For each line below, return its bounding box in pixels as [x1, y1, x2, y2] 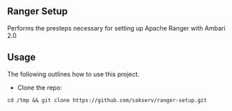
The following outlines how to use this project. [7, 69, 140, 78]
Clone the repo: [17, 83, 63, 92]
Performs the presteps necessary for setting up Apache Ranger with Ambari [7, 24, 226, 32]
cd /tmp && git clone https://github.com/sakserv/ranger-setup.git [7, 96, 208, 103]
